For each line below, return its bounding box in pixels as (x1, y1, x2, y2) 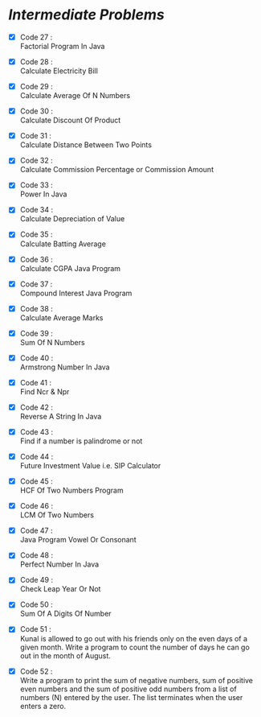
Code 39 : (19, 328, 54, 338)
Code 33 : (19, 180, 54, 190)
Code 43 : (19, 426, 54, 436)
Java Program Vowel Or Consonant (19, 535, 137, 545)
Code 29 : (19, 82, 54, 92)
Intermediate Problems (8, 6, 165, 24)
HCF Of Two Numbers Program (19, 485, 124, 496)
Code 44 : (19, 452, 54, 461)
